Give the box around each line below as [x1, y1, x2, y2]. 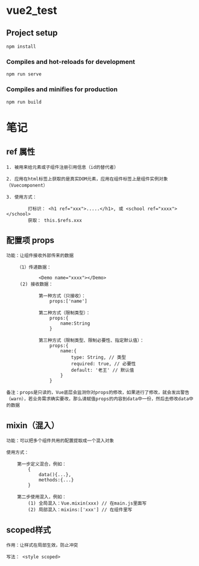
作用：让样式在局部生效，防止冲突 [6, 542, 78, 549]
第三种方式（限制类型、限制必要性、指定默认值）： [38, 337, 145, 344]
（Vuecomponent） [6, 182, 48, 188]
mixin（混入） [6, 420, 59, 430]
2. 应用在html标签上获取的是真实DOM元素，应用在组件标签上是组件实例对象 [6, 176, 168, 182]
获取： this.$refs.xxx [28, 217, 83, 223]
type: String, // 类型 [71, 354, 127, 361]
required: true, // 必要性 [71, 361, 136, 367]
